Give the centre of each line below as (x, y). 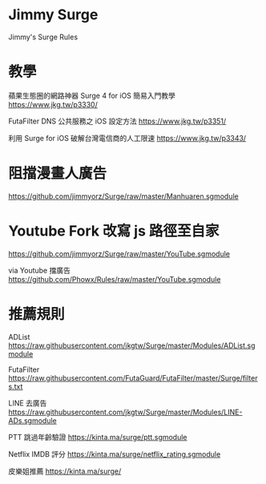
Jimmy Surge (53, 15)
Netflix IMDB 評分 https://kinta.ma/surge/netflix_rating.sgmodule (115, 454)
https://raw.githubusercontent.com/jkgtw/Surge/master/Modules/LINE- (125, 412)
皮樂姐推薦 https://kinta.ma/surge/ (65, 471)
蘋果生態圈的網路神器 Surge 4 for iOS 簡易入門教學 (92, 95)
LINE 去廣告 (28, 403)
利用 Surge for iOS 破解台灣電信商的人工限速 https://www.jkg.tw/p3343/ (127, 138)
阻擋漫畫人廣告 (58, 173)
